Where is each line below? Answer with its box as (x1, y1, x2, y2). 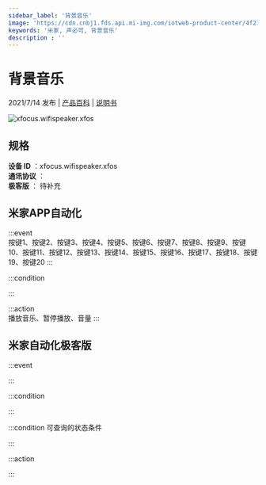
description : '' (8, 33, 66, 42)
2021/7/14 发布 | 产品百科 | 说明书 (8, 98, 117, 108)
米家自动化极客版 (8, 338, 92, 353)
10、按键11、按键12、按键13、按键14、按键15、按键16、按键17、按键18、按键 (8, 247, 258, 257)
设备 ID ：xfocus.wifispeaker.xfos (8, 162, 118, 170)
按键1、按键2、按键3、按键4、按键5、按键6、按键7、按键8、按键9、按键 (8, 237, 247, 246)
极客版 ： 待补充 (8, 181, 61, 190)
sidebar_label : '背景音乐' (8, 11, 93, 20)
